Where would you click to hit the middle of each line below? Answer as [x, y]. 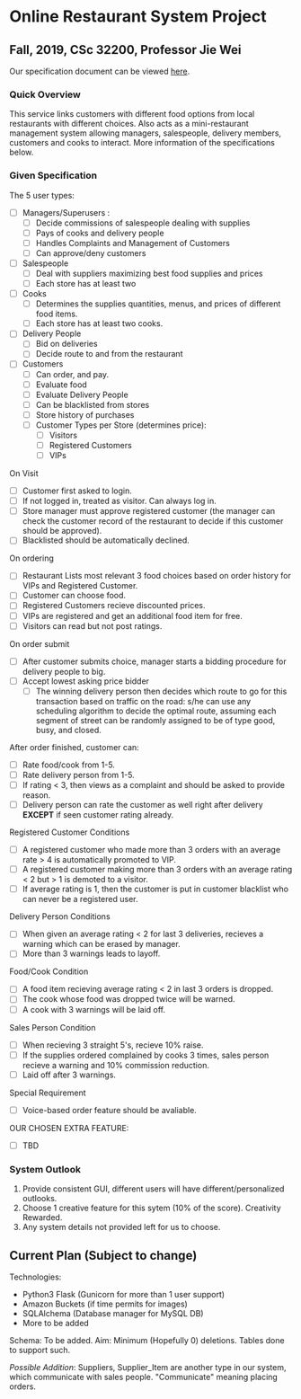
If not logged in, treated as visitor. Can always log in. [120, 501]
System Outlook [45, 1169]
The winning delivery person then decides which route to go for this [161, 691]
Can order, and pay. [72, 374]
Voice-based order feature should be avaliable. [110, 1110]
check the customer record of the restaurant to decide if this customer [153, 521]
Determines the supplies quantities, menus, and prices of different [158, 304]
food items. [57, 314]
